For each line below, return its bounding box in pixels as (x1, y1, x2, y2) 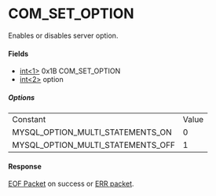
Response (8, 161, 42, 171)
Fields (8, 49, 29, 58)
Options (8, 92, 35, 102)
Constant (12, 114, 46, 125)
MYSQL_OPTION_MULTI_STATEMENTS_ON (12, 127, 172, 138)
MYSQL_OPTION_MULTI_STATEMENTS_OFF (12, 139, 175, 150)
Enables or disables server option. (8, 31, 119, 40)
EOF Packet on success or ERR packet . (8, 179, 135, 189)
